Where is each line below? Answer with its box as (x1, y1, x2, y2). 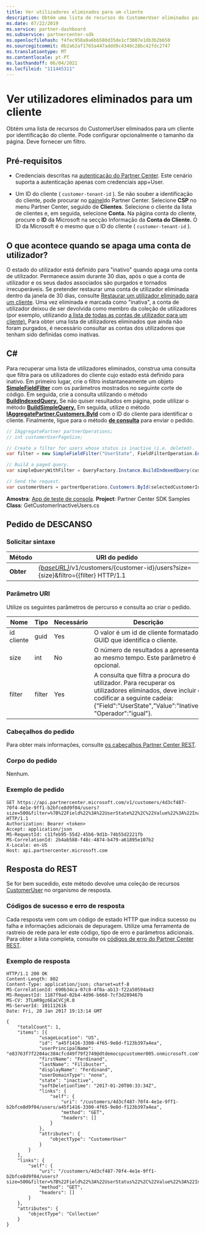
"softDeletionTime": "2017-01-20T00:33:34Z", (38, 1083, 157, 1089)
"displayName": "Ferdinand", (38, 1067, 113, 1073)
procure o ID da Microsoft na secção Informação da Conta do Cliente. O (15, 216, 198, 223)
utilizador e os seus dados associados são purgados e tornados (6, 279, 167, 286)
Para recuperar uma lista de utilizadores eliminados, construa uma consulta (6, 364, 196, 372)
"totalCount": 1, (17, 1024, 62, 1030)
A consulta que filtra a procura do (93, 670, 190, 679)
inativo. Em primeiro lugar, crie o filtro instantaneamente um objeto (6, 378, 174, 385)
